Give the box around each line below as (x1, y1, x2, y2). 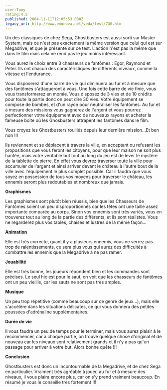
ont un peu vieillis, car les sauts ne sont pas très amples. (5, 279, 121, 285)
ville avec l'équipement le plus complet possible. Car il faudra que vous (5, 169, 152, 175)
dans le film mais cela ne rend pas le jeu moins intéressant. (5, 51, 127, 57)
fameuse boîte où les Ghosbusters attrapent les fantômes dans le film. (5, 117, 150, 123)
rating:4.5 (5, 12, 28, 17)
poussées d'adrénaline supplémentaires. (5, 309, 89, 315)
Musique (5, 289, 24, 295)
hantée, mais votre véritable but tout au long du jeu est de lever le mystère (5, 153, 158, 159)
